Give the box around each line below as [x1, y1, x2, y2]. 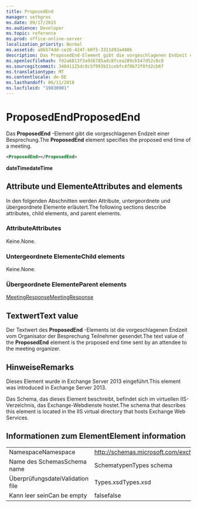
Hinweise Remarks [6, 362, 74, 372]
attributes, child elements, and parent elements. [6, 209, 121, 216]
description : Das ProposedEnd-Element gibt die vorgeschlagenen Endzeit [6, 52, 188, 58]
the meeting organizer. [6, 345, 60, 352]
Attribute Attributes [6, 224, 62, 232]
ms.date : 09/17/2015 [6, 19, 57, 25]
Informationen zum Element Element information [6, 431, 186, 441]
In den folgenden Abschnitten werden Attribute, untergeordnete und [6, 197, 171, 204]
